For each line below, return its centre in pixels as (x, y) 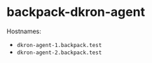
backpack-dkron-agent (76, 12)
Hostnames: (24, 31)
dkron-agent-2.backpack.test (59, 53)
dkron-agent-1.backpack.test (59, 45)
